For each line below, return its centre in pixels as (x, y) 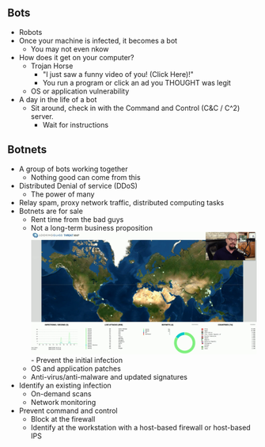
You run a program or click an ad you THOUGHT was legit (136, 82)
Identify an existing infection (65, 385)
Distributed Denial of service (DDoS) (78, 185)
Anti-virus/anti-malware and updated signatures (109, 376)
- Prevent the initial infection (77, 360)
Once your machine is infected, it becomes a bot (98, 40)
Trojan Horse (52, 66)
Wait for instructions (75, 124)
